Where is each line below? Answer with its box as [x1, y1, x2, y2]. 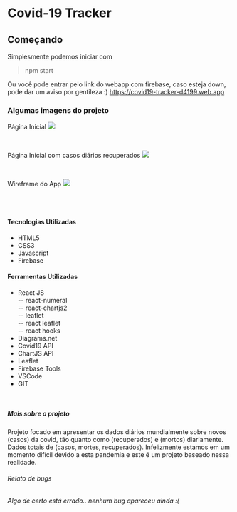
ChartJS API [17, 348, 54, 358]
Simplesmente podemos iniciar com [7, 52, 112, 61]
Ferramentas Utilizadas [7, 273, 78, 281]
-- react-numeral [17, 296, 68, 304]
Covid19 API [17, 341, 53, 350]
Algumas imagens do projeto [7, 105, 109, 115]
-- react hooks [17, 326, 60, 335]
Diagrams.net [17, 333, 58, 342]
